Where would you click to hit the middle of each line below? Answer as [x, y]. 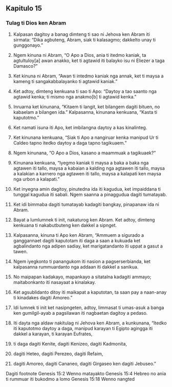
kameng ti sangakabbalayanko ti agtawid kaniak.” [65, 81]
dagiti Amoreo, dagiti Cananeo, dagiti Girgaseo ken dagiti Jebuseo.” [85, 363]
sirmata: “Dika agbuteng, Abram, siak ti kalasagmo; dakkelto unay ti [84, 39]
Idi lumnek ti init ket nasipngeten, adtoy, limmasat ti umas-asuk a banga [89, 308]
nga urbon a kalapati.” [36, 179]
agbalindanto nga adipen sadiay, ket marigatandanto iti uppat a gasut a [88, 246]
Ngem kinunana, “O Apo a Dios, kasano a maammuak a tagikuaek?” [84, 153]
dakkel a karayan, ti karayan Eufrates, [53, 334]
